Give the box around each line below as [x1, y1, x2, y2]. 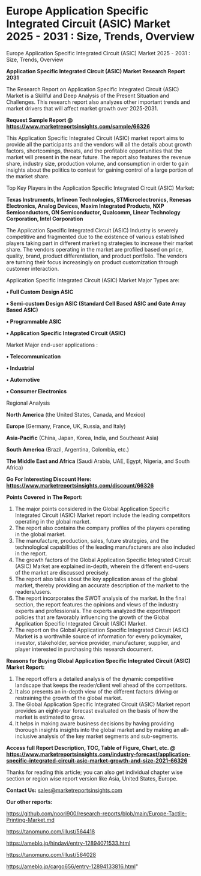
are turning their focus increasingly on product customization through [6, 258, 178, 265]
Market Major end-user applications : [6, 341, 98, 348]
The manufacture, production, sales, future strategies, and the [14, 537, 169, 544]
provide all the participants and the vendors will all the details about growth [6, 140, 192, 148]
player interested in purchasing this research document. [14, 645, 154, 653]
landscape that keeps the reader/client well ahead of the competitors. [14, 681, 187, 689]
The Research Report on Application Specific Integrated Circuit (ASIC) [6, 85, 179, 92]
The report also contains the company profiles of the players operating [14, 524, 190, 531]
